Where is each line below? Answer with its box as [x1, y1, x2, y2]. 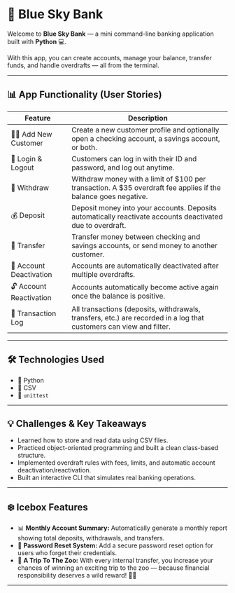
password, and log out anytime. [71, 163, 175, 172]
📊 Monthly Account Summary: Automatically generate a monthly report [17, 524, 227, 532]
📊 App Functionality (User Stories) [7, 89, 162, 101]
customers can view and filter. [71, 322, 171, 332]
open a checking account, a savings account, [71, 133, 220, 143]
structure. [17, 451, 46, 460]
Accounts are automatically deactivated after [71, 261, 219, 271]
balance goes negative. [71, 191, 148, 201]
